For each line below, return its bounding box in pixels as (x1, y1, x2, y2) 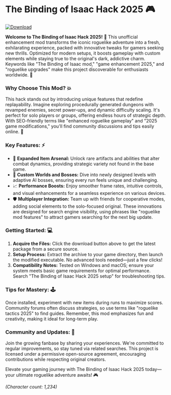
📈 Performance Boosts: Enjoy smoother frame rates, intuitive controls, (12, 183, 163, 189)
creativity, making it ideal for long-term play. (5, 316, 99, 322)
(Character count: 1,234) (5, 384, 58, 390)
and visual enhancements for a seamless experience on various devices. (12, 190, 166, 196)
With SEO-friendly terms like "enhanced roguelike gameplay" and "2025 (5, 118, 157, 124)
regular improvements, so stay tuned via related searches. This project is (5, 345, 159, 352)
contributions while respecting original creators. (5, 356, 106, 362)
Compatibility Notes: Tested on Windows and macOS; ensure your (12, 262, 154, 268)
